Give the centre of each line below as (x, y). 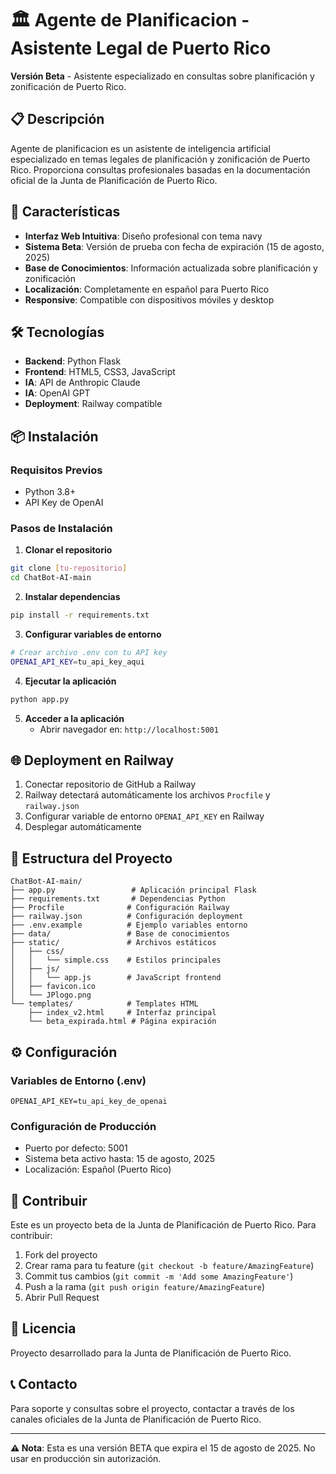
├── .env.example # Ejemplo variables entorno (129, 925)
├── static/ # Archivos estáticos (113, 943)
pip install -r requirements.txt (80, 615)
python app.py (40, 699)
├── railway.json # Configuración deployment (127, 917)
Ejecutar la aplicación (70, 681)
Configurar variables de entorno (93, 634)
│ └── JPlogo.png (51, 995)
